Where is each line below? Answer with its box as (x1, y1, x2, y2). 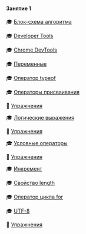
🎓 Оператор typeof (6, 75, 56, 82)
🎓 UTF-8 (6, 207, 30, 214)
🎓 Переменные (6, 60, 47, 68)
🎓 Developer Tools (6, 33, 54, 40)
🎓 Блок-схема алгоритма (6, 18, 72, 25)
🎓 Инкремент (6, 165, 42, 172)
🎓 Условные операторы (6, 140, 68, 147)
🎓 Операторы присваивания (6, 89, 80, 96)
